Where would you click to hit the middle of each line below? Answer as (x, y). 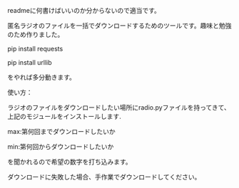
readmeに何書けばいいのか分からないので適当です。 (84, 10)
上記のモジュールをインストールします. (64, 116)
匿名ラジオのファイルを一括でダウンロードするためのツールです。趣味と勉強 (119, 26)
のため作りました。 (36, 35)
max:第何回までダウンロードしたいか (61, 131)
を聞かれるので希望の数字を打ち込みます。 (70, 162)
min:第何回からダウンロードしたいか (61, 147)
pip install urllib (30, 62)
